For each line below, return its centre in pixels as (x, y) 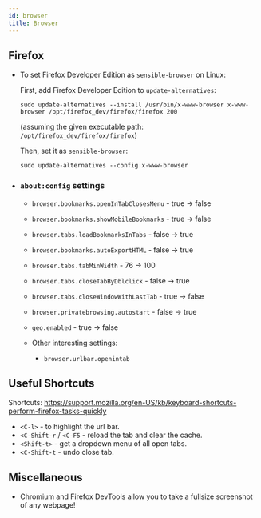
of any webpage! (47, 505)
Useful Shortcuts (51, 383)
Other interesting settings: (75, 343)
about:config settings (62, 186)
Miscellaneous (45, 477)
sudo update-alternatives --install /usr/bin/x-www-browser (122, 105)
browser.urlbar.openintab (87, 359)
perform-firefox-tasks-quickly (57, 411)
